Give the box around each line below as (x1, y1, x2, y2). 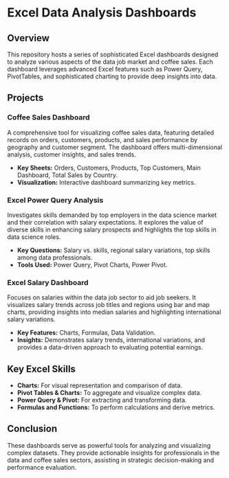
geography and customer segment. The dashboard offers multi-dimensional (7, 143, 222, 151)
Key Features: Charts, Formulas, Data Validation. (17, 328, 156, 337)
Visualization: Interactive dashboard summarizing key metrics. (17, 178, 196, 186)
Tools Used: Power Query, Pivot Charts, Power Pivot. (17, 260, 168, 269)
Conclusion (7, 423, 58, 435)
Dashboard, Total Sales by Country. (17, 170, 118, 179)
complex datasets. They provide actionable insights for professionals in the (7, 448, 220, 457)
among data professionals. (17, 253, 93, 262)
